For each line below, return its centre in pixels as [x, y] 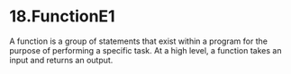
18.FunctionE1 [62, 16]
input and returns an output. [61, 60]
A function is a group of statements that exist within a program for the [139, 41]
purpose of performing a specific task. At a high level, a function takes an [145, 50]
